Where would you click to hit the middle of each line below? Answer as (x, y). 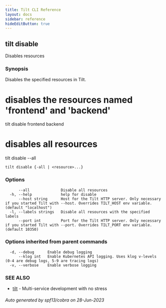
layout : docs (19, 14)
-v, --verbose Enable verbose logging (53, 265)
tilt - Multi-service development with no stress (60, 289)
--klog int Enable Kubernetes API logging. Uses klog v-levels (87, 256)
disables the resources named (69, 100)
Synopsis (17, 69)
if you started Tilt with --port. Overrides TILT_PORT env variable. (79, 225)
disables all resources (51, 144)
